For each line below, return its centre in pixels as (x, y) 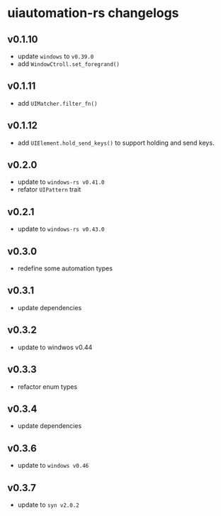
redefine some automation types (65, 268)
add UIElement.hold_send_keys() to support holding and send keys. (116, 143)
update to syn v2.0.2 (48, 505)
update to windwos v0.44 (55, 347)
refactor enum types (47, 386)
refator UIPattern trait (49, 190)
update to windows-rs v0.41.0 (61, 182)
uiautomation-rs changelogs (93, 13)
